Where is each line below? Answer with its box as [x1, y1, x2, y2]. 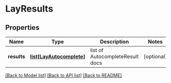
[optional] [143, 53, 167, 60]
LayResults [5, 3, 53, 15]
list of [90, 47, 104, 54]
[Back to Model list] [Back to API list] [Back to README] [5, 72, 122, 78]
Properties [5, 23, 40, 32]
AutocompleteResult [90, 53, 139, 60]
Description [100, 38, 129, 45]
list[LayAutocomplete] [30, 53, 85, 60]
